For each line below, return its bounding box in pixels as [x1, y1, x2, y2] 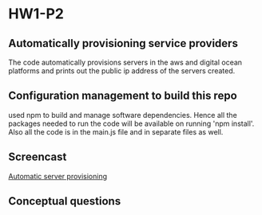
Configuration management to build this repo [8, 89, 237, 103]
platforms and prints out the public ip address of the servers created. [8, 66, 236, 76]
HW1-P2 [8, 5, 64, 23]
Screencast [8, 150, 67, 164]
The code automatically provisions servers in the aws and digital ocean [8, 57, 242, 67]
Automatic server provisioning [8, 171, 108, 181]
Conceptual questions [8, 194, 121, 208]
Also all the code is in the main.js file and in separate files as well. [8, 127, 224, 136]
